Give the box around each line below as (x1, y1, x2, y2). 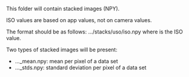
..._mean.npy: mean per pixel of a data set (14, 58, 118, 64)
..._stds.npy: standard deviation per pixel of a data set (14, 64, 147, 71)
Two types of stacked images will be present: (6, 46, 117, 53)
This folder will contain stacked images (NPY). (6, 5, 120, 12)
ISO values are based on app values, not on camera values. (6, 17, 152, 23)
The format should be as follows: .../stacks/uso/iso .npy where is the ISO (6, 28, 183, 35)
